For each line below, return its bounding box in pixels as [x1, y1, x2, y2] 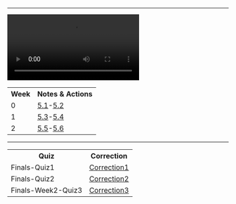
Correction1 [88, 162, 129, 172]
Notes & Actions [37, 89, 93, 98]
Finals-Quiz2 [11, 174, 55, 184]
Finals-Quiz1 [11, 162, 55, 172]
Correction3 [88, 186, 129, 195]
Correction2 [88, 174, 129, 184]
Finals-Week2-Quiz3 [11, 186, 83, 195]
